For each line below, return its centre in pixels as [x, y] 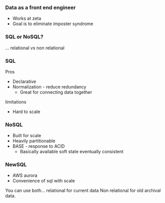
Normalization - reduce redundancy [49, 86]
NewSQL [16, 165]
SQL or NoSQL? [24, 37]
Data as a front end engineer [41, 8]
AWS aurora [25, 175]
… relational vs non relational [35, 48]
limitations [16, 101]
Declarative [24, 81]
